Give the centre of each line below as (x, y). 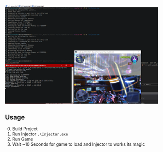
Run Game (23, 139)
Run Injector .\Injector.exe (40, 134)
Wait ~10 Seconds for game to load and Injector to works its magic (78, 144)
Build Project (25, 129)
